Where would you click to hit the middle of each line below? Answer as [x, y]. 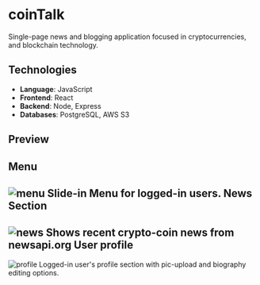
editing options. [34, 272]
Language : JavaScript [56, 89]
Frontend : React [46, 98]
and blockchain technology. [54, 44]
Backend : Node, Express [60, 106]
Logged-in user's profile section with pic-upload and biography [143, 264]
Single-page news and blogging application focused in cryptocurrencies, [128, 37]
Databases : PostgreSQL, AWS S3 [75, 114]
